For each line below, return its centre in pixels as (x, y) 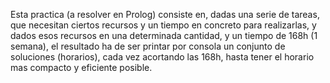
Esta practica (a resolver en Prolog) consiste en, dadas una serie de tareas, (165, 14)
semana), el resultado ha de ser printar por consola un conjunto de (148, 46)
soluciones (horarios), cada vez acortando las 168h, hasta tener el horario (162, 57)
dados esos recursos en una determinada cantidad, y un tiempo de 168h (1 (164, 35)
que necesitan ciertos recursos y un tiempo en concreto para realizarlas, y (163, 25)
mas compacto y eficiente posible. (81, 67)
